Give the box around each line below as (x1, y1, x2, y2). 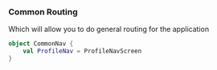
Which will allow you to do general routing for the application (8, 25, 210, 34)
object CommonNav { (8, 40, 74, 48)
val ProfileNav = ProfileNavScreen (23, 47, 142, 56)
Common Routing (8, 6, 78, 17)
